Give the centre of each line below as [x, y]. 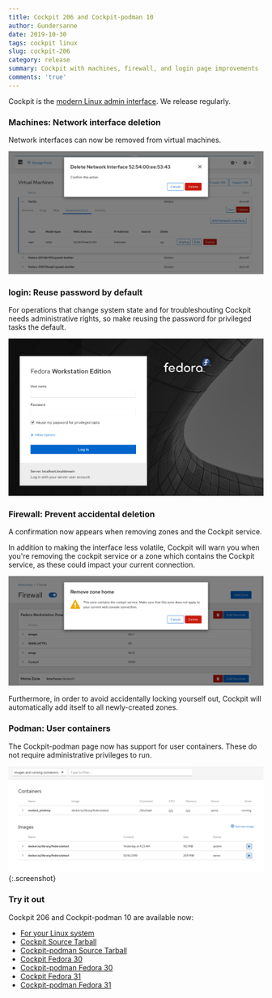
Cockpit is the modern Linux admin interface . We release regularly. [119, 101]
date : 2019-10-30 [38, 34]
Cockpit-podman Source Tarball [74, 950]
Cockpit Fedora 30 [51, 959]
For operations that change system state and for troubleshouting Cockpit [130, 310]
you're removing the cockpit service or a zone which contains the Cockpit [132, 556]
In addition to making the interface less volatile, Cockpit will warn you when [134, 547]
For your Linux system [57, 933]
